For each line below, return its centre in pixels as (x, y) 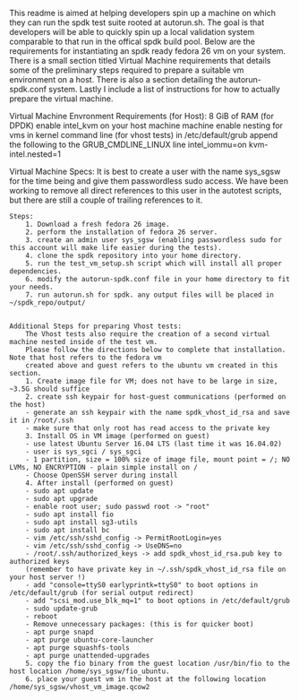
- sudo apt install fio (70, 514)
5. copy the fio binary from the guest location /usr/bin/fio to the (158, 663)
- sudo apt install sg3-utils (82, 523)
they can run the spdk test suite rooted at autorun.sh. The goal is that (137, 22)
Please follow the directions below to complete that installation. (156, 350)
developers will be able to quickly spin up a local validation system (132, 32)
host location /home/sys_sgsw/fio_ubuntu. (90, 671)
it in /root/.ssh (42, 420)
